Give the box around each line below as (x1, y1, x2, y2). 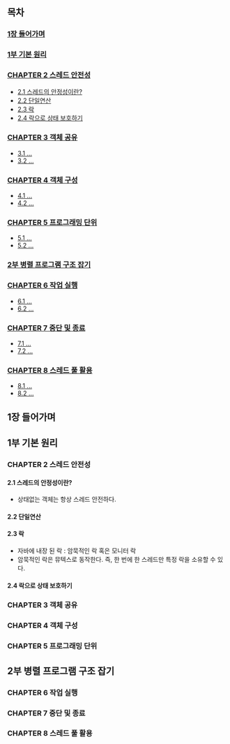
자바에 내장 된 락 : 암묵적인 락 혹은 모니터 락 (17, 546, 137, 555)
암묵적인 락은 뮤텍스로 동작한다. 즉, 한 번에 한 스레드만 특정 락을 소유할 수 (17, 555, 216, 563)
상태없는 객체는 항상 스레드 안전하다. (17, 495, 116, 504)
